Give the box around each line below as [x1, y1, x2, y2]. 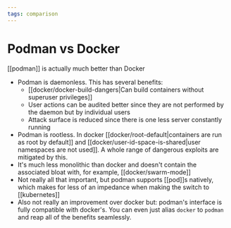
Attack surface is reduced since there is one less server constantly [27, 115, 223, 124]
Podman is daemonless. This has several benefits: [17, 78, 163, 86]
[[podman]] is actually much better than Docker [7, 64, 146, 73]
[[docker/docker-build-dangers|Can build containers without [27, 85, 204, 94]
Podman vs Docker [7, 40, 120, 56]
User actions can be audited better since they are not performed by [27, 100, 224, 109]
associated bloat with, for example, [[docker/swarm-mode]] [17, 167, 192, 176]
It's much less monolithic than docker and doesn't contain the [17, 160, 197, 169]
